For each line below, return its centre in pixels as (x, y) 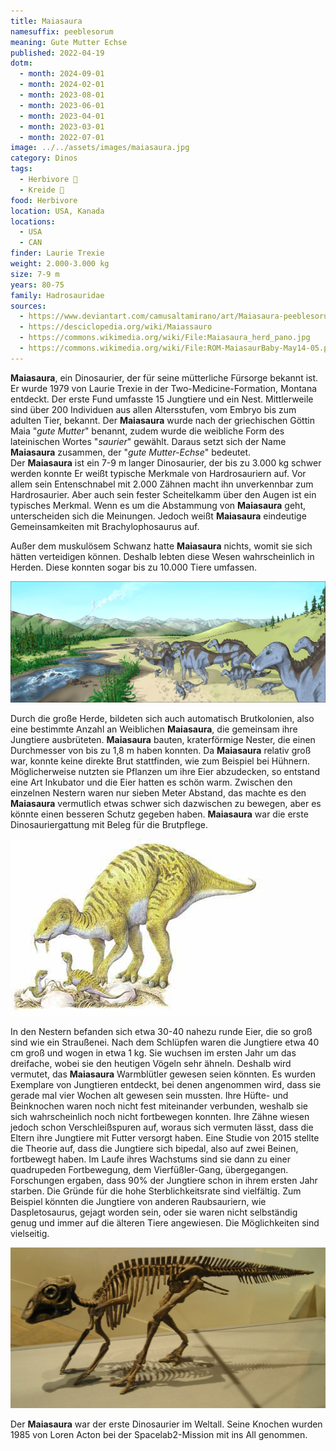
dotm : (21, 63)
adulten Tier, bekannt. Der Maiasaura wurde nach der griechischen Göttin (162, 420)
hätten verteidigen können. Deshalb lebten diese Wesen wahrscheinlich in (162, 556)
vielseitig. (30, 1234)
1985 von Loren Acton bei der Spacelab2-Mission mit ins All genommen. (159, 1435)
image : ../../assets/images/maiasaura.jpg (100, 148)
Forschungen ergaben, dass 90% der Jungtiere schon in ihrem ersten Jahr (164, 1181)
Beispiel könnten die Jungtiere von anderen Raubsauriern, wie (138, 1202)
